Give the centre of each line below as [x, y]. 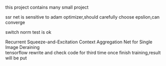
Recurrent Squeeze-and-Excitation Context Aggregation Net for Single [79, 42]
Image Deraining [22, 47]
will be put [16, 58]
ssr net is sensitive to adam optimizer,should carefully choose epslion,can [82, 17]
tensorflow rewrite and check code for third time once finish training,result [83, 53]
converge [15, 22]
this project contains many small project [47, 7]
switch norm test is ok [28, 32]
